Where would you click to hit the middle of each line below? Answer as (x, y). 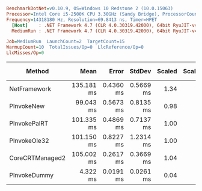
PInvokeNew (27, 106)
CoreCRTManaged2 (38, 158)
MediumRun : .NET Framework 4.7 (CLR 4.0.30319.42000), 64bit (91, 31)
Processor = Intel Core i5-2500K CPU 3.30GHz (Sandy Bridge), (83, 14)
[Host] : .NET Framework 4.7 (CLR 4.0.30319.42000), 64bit (91, 25)
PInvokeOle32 (29, 141)
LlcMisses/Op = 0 (25, 53)
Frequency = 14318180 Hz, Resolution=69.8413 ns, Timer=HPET (82, 20)
